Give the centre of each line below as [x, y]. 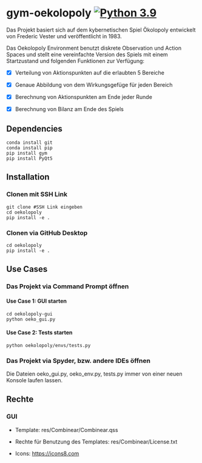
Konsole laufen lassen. [34, 380]
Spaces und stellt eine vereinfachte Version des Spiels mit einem [87, 54]
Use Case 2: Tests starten [39, 333]
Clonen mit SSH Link [37, 194]
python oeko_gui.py [31, 319]
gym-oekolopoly [49, 13]
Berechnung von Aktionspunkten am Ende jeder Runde [84, 97]
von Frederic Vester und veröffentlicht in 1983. [64, 36]
